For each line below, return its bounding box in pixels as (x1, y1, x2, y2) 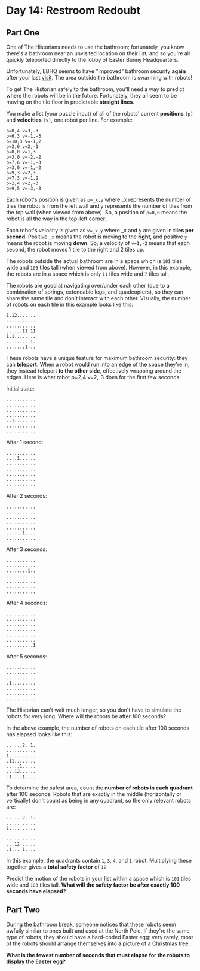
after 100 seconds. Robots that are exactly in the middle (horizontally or (6, 791, 182, 797)
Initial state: (6, 385, 35, 392)
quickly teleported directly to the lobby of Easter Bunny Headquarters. (6, 56, 179, 63)
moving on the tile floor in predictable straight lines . (6, 98, 134, 105)
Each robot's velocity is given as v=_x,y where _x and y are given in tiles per (6, 227, 194, 234)
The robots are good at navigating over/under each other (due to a (6, 282, 170, 289)
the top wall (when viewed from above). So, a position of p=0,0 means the (6, 209, 187, 216)
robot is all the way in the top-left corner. (6, 215, 107, 222)
